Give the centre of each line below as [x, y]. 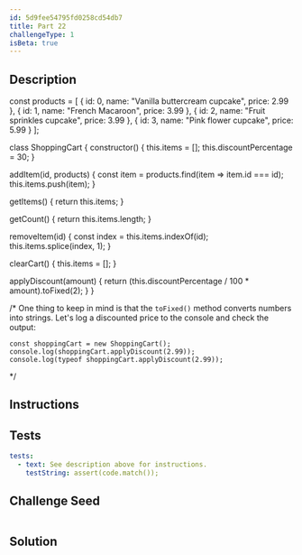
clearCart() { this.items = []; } [63, 264]
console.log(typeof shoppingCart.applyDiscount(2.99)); [116, 360]
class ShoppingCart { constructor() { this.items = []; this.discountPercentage [151, 148]
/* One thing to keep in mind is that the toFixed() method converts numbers [151, 309]
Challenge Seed [55, 501]
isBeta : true [34, 43]
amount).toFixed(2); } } [52, 291]
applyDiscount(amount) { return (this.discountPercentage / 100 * [129, 282]
